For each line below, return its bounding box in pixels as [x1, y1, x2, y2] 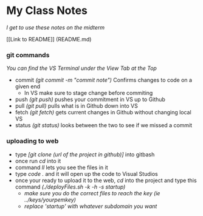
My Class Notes [6, 4, 88, 18]
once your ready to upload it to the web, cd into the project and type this [15, 176, 197, 184]
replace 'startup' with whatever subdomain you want [24, 202, 157, 210]
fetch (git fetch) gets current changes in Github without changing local [15, 109, 191, 116]
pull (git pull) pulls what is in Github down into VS [15, 102, 138, 110]
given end [15, 83, 41, 90]
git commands [6, 51, 50, 59]
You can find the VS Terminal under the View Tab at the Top [6, 64, 157, 72]
